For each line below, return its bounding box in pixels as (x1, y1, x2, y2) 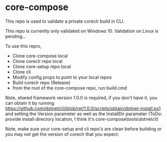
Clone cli (12, 68, 31, 75)
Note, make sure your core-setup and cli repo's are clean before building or (5, 125, 162, 132)
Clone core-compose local (12, 52, 68, 59)
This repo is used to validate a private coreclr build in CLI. (5, 18, 125, 24)
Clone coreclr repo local (12, 58, 63, 64)
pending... (5, 33, 26, 39)
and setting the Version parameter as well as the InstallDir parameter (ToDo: (5, 110, 162, 117)
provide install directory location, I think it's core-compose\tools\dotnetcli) (5, 116, 158, 122)
